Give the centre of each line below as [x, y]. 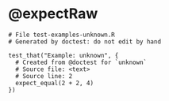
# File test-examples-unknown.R [61, 35]
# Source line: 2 [44, 76]
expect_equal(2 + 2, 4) [54, 83]
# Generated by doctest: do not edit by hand [84, 41]
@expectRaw [53, 14]
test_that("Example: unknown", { [63, 55]
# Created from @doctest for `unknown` [81, 62]
